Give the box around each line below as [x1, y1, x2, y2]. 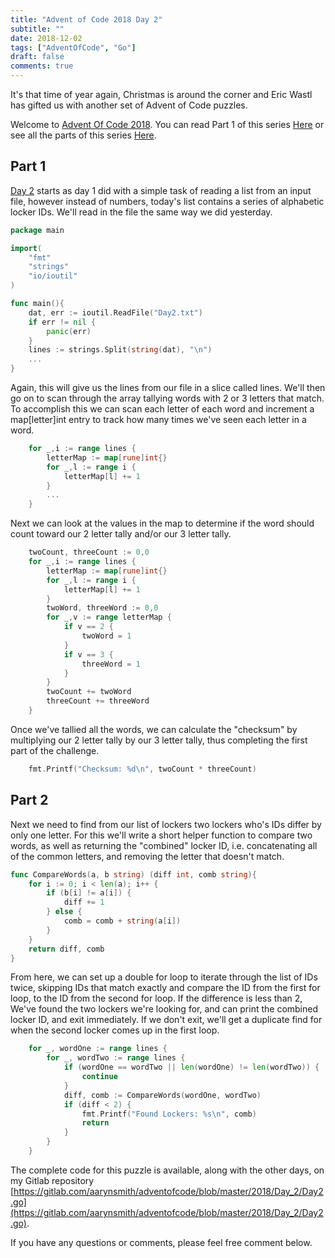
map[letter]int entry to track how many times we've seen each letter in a [10, 414, 307, 426]
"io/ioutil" [28, 271, 78, 281]
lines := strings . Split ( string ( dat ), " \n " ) [28, 345, 213, 355]
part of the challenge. [10, 744, 100, 756]
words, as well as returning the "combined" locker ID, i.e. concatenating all [10, 839, 318, 851]
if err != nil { [28, 317, 97, 327]
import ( [10, 243, 43, 253]
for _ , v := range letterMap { [46, 612, 172, 623]
